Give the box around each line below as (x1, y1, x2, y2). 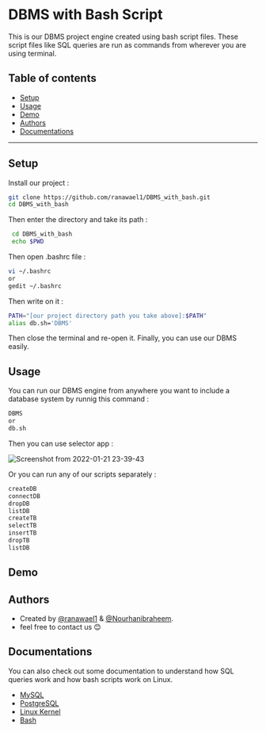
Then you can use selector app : (8, 439, 113, 448)
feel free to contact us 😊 (19, 622, 101, 631)
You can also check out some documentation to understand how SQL (8, 666, 235, 676)
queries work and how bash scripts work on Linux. (8, 674, 173, 684)
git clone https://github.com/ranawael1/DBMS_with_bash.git (8, 193, 211, 201)
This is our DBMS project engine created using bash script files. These (8, 32, 239, 41)
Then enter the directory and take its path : (8, 215, 148, 224)
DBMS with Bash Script (8, 6, 163, 24)
